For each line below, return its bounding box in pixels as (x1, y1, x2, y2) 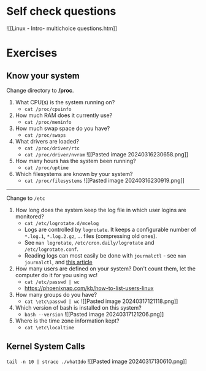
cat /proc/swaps (24, 132, 66, 139)
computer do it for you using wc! (15, 271, 98, 278)
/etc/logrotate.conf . (24, 245, 78, 253)
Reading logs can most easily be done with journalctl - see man (24, 251, 186, 259)
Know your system (6, 71, 80, 81)
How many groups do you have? (15, 291, 97, 298)
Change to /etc (6, 194, 45, 202)
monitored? (15, 213, 44, 220)
